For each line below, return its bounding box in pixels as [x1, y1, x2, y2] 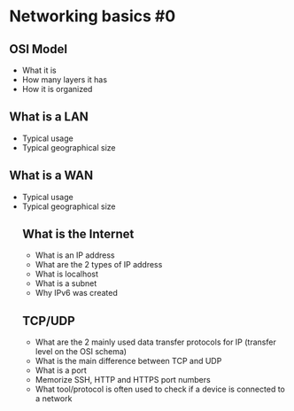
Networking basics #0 [9, 6, 176, 27]
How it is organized [21, 84, 93, 94]
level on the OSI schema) [35, 346, 127, 357]
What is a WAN [9, 168, 94, 183]
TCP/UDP [21, 313, 75, 329]
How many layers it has [21, 74, 108, 85]
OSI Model [9, 42, 68, 57]
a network [35, 393, 73, 404]
